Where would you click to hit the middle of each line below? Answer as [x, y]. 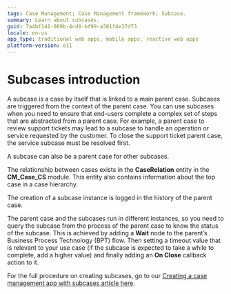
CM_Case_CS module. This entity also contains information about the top [111, 177]
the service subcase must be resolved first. [69, 143]
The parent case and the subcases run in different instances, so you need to [115, 218]
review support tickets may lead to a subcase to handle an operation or [108, 128]
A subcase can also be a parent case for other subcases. [88, 156]
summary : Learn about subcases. [53, 20]
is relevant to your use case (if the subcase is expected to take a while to [111, 247]
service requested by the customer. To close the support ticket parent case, [115, 135]
